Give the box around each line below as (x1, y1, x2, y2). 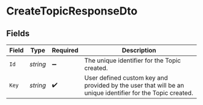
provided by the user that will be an (84, 81, 184, 89)
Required (51, 46, 79, 54)
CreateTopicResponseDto (6, 4, 138, 18)
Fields (6, 28, 30, 39)
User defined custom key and (84, 74, 168, 82)
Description (121, 46, 156, 54)
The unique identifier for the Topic (84, 56, 181, 65)
